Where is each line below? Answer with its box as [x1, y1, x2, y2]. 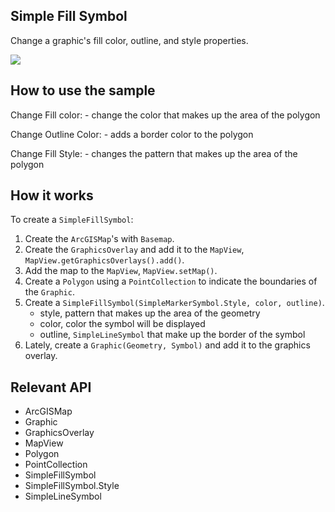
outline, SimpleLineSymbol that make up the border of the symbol [39, 329, 306, 341]
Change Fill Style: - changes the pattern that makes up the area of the [10, 147, 298, 159]
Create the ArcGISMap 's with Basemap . [24, 233, 175, 245]
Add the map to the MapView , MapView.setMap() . [24, 265, 218, 277]
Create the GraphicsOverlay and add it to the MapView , [24, 244, 245, 256]
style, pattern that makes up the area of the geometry [39, 307, 261, 319]
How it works [10, 187, 94, 204]
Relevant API [10, 379, 92, 396]
